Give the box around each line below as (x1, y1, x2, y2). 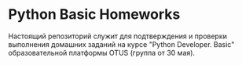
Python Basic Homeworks (8, 5, 181, 23)
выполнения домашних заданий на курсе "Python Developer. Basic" (8, 39, 235, 49)
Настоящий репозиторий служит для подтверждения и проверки (8, 31, 228, 41)
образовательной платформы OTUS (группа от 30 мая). (8, 48, 195, 57)
